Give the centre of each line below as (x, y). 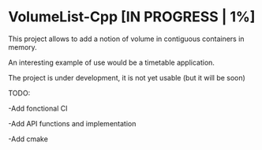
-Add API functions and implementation (72, 123)
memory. (22, 47)
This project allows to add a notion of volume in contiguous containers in (126, 39)
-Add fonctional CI (38, 108)
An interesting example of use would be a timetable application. (112, 62)
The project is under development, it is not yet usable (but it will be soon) (127, 77)
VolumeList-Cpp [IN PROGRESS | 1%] (132, 17)
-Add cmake (28, 139)
